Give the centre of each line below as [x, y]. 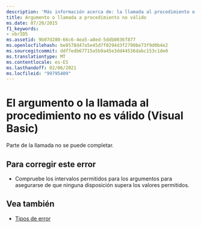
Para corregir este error [51, 164]
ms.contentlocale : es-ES [37, 62]
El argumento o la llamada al [78, 103]
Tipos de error [33, 218]
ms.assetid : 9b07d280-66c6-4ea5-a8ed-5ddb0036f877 [71, 40]
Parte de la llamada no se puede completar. [60, 146]
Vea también [30, 204]
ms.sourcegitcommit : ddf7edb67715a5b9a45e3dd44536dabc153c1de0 [87, 51]
